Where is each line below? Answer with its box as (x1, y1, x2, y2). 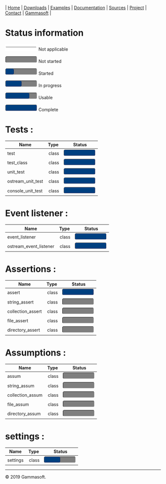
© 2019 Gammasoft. (5, 474, 46, 480)
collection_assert (7, 308, 42, 314)
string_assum (7, 382, 35, 389)
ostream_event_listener (7, 243, 55, 249)
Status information (5, 27, 84, 39)
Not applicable (38, 46, 68, 52)
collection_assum (7, 392, 43, 398)
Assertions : (5, 263, 56, 275)
